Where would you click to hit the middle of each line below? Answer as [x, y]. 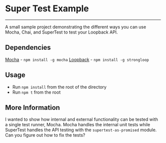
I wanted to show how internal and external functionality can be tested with [82, 119]
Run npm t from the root [36, 92]
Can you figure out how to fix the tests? [45, 135]
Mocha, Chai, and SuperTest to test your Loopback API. [62, 32]
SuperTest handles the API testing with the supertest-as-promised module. [81, 130]
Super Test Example [47, 9]
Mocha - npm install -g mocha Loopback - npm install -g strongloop [77, 59]
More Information [33, 107]
